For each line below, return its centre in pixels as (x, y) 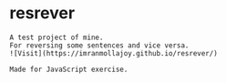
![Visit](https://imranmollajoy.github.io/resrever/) (114, 53)
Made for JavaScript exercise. (69, 69)
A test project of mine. (56, 37)
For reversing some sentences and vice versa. (99, 45)
